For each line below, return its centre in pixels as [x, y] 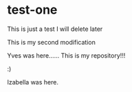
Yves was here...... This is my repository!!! [66, 55]
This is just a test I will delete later [55, 29]
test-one [32, 10]
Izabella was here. [33, 82]
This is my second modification [52, 42]
